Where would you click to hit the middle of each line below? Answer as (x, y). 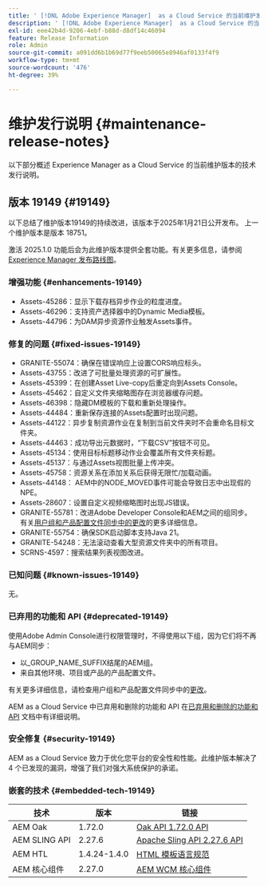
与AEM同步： (30, 645)
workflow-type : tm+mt (44, 61)
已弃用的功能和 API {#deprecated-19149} (89, 617)
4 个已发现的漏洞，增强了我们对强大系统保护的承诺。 (95, 768)
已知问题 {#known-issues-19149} (74, 575)
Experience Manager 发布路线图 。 (65, 259)
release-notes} (59, 141)
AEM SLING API (41, 841)
